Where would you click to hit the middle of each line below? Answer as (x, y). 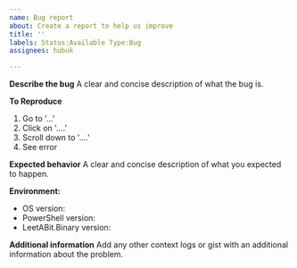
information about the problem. (66, 255)
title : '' (28, 34)
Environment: (35, 191)
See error (40, 147)
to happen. (29, 174)
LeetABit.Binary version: (66, 228)
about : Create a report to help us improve (91, 26)
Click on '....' (45, 128)
